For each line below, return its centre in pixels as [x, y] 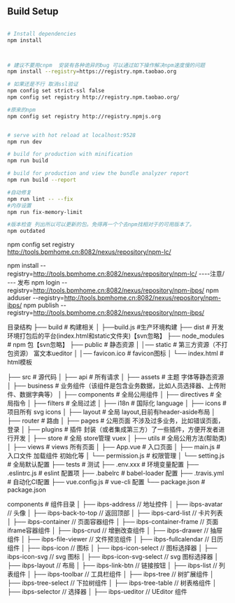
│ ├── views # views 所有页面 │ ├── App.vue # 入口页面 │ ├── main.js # [114, 447]
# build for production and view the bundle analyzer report [98, 173]
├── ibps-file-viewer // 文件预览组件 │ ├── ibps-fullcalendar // [118, 539]
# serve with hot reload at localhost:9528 [72, 135]
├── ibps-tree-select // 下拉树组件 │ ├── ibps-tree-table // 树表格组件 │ [112, 583]
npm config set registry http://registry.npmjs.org [84, 116]
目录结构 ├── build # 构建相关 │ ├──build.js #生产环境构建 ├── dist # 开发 [116, 327]
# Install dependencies [42, 34]
